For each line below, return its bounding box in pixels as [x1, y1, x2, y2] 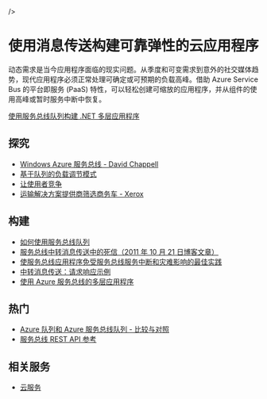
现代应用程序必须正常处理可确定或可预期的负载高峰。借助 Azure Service [21, 75, 258, 84]
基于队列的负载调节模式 [19, 169, 97, 178]
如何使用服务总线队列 [19, 237, 90, 247]
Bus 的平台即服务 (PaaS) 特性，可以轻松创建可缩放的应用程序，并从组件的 [8, 84, 250, 94]
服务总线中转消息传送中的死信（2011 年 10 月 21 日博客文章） [19, 247, 219, 256]
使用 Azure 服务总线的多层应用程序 [19, 277, 134, 286]
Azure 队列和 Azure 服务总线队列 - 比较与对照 [19, 324, 169, 334]
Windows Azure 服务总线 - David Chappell [19, 159, 159, 169]
